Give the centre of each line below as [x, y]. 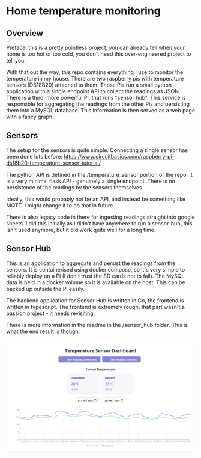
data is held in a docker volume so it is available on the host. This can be [96, 282]
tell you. [16, 60]
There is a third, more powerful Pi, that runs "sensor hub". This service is [96, 98]
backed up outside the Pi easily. [46, 289]
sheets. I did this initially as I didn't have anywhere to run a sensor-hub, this [99, 223]
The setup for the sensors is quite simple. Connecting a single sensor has [97, 150]
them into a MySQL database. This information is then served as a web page [101, 110]
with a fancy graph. [30, 117]
